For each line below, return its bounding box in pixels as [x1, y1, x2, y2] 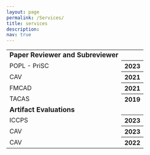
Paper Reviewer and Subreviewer [9, 50, 119, 59]
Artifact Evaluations [9, 105, 75, 114]
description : [6, 26, 40, 32]
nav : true [6, 32, 32, 38]
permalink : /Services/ [6, 15, 64, 21]
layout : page [6, 9, 40, 15]
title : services [6, 20, 48, 26]
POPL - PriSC [9, 61, 49, 70]
